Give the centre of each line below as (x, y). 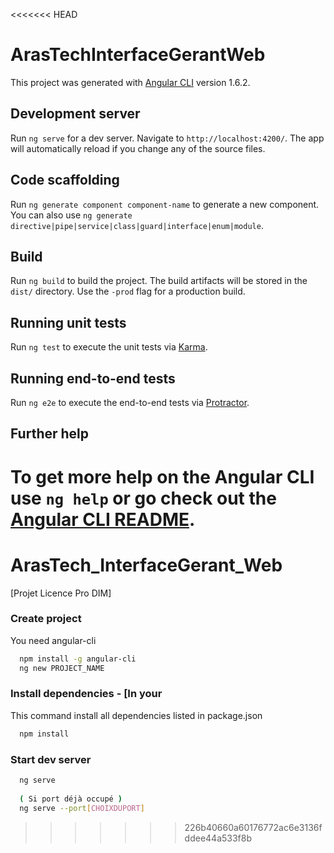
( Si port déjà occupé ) (71, 799)
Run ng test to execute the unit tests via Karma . (109, 347)
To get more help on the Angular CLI (162, 476)
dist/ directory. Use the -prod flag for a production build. (128, 291)
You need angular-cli (53, 640)
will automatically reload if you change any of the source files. (138, 148)
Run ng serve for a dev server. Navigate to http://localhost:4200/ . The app (167, 138)
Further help (50, 434)
